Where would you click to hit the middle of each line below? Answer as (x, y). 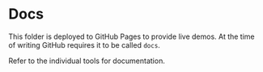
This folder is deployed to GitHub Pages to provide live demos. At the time (131, 36)
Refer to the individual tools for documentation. (87, 61)
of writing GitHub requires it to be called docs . (84, 44)
